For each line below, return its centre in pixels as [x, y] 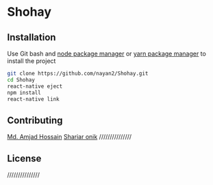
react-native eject [35, 86]
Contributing [35, 120]
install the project [32, 61]
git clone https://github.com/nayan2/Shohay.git [78, 73]
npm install [24, 92]
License [24, 158]
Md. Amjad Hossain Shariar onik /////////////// [70, 137]
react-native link [33, 99]
